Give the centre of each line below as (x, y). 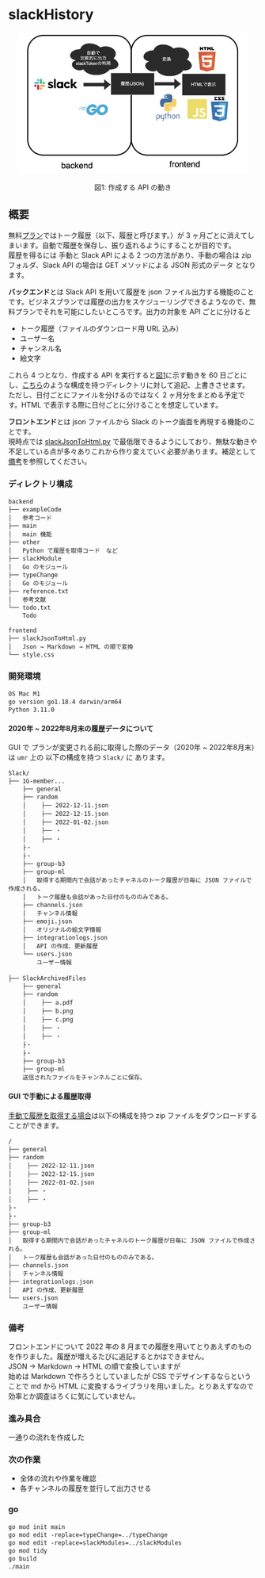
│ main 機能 (30, 534)
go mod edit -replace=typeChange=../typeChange (88, 1535)
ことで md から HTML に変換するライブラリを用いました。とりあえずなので (131, 1386)
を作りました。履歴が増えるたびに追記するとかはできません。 (108, 1356)
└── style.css (32, 655)
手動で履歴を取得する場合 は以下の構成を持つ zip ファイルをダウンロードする (133, 1115)
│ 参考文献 (27, 599)
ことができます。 (36, 1125)
